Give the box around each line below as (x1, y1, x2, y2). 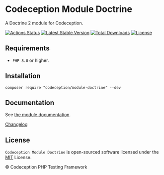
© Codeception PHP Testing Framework (5, 164, 87, 170)
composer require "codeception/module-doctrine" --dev (5, 85, 121, 90)
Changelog (5, 121, 28, 128)
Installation (5, 72, 41, 80)
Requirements (5, 44, 50, 53)
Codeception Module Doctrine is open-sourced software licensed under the (5, 149, 159, 155)
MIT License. (5, 155, 32, 161)
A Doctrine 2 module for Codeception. (5, 20, 83, 26)
